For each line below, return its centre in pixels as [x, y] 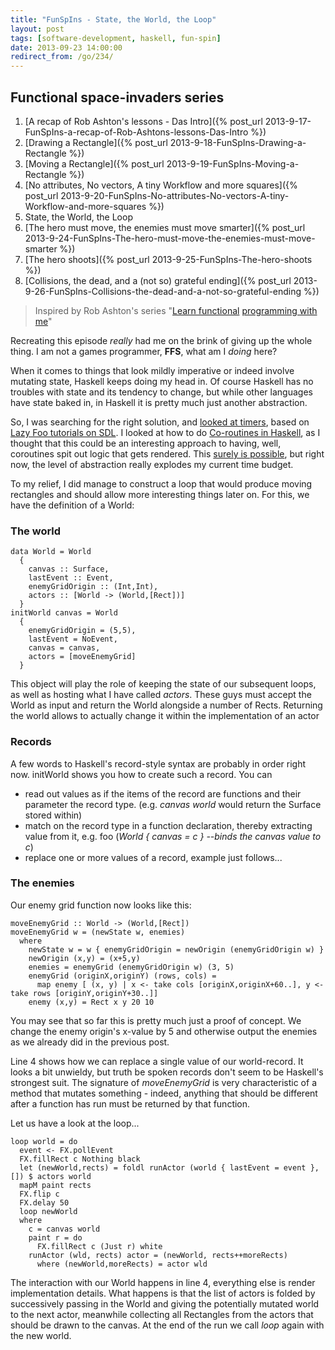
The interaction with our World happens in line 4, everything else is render [163, 1282]
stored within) [53, 815]
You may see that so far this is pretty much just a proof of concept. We [156, 1020]
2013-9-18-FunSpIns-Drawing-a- [238, 142]
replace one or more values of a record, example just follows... [153, 857]
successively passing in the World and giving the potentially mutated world [165, 1303]
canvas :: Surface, [69, 569]
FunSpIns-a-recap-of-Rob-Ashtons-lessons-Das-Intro [136, 132]
